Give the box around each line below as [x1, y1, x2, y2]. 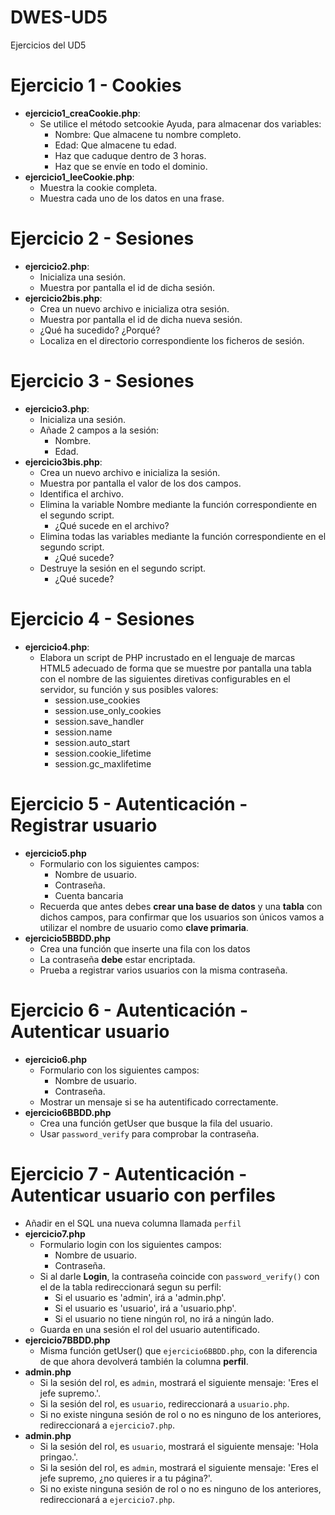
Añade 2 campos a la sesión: [39, 424, 160, 436]
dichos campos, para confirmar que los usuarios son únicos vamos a [39, 911, 325, 923]
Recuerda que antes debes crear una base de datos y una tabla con [39, 900, 323, 912]
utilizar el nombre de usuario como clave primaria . [39, 921, 249, 933]
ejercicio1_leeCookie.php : [24, 171, 135, 183]
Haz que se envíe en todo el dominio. [54, 160, 208, 172]
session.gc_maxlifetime [54, 757, 152, 770]
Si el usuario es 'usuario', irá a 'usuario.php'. [54, 1302, 237, 1314]
